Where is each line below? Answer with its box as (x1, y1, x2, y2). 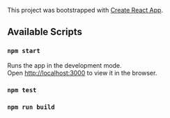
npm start (7, 47, 40, 55)
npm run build (7, 103, 55, 111)
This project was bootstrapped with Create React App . (7, 6, 164, 14)
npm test (7, 86, 37, 94)
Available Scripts (7, 26, 82, 38)
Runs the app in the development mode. (7, 61, 122, 69)
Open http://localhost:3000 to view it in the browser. (7, 68, 157, 77)
